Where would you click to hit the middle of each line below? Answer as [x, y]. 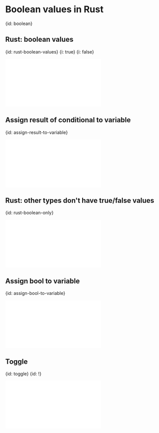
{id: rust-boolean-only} [30, 213]
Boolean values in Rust [54, 9]
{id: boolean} [19, 23]
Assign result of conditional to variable [68, 120]
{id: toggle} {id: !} [23, 374]
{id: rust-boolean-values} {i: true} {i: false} [50, 51]
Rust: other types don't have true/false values [80, 200]
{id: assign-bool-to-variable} [35, 293]
